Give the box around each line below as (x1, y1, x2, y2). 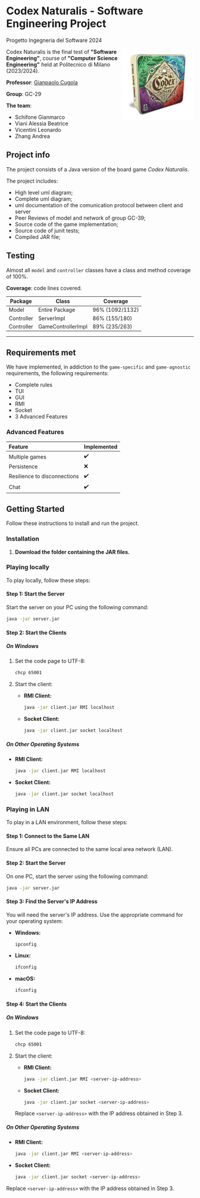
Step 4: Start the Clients (6, 1000, 67, 1007)
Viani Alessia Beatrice (14, 119, 68, 127)
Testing (6, 251, 35, 261)
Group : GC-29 (6, 90, 42, 97)
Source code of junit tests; (14, 227, 80, 234)
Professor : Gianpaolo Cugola (6, 79, 78, 86)
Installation (6, 535, 40, 543)
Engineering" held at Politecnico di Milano (6, 61, 111, 68)
